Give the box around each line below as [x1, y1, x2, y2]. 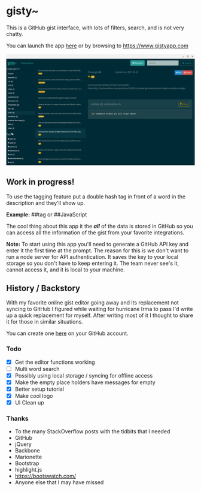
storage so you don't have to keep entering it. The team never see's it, [6, 259, 179, 267]
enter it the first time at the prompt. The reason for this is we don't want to [6, 247, 189, 254]
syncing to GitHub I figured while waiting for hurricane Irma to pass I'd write [6, 306, 193, 313]
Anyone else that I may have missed [14, 479, 104, 486]
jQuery [14, 440, 32, 448]
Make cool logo [14, 392, 53, 399]
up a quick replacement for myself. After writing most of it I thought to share [6, 312, 193, 319]
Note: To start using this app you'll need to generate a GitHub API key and [6, 240, 189, 247]
